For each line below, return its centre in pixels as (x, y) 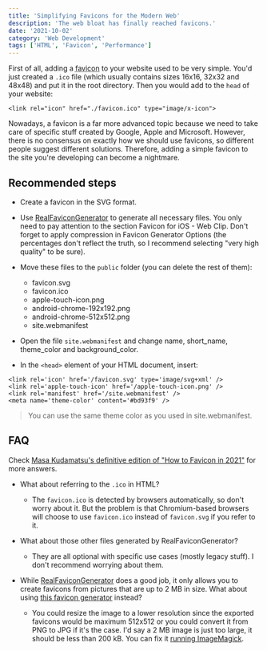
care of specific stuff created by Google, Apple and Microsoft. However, (127, 132)
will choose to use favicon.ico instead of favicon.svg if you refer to (143, 516)
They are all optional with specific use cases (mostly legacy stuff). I (143, 556)
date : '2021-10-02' (41, 30)
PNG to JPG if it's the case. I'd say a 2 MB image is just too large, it (142, 629)
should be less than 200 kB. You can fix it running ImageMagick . (138, 638)
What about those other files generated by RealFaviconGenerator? (129, 540)
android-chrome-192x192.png (81, 308)
